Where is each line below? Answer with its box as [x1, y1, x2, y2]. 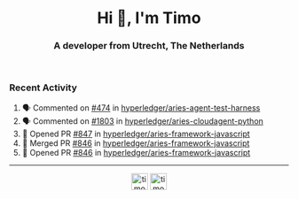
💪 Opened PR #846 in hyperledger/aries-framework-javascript [21, 147, 251, 157]
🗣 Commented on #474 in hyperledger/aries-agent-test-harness [21, 102, 261, 113]
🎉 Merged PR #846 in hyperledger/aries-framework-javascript [21, 137, 250, 149]
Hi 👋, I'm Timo [97, 8, 201, 28]
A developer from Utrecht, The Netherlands [53, 40, 245, 52]
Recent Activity [9, 81, 78, 94]
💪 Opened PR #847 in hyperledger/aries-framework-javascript [21, 128, 250, 139]
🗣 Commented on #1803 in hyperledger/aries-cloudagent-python [21, 115, 264, 126]
